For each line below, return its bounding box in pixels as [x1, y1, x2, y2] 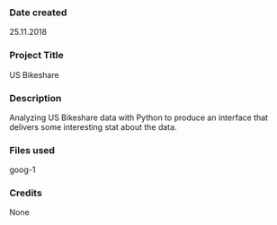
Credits [9, 186, 42, 199]
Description [9, 91, 62, 104]
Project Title [9, 49, 65, 62]
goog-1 [9, 164, 36, 176]
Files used [9, 143, 56, 156]
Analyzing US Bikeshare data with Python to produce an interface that [9, 112, 268, 123]
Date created [9, 6, 67, 19]
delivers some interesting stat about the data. [9, 121, 177, 132]
